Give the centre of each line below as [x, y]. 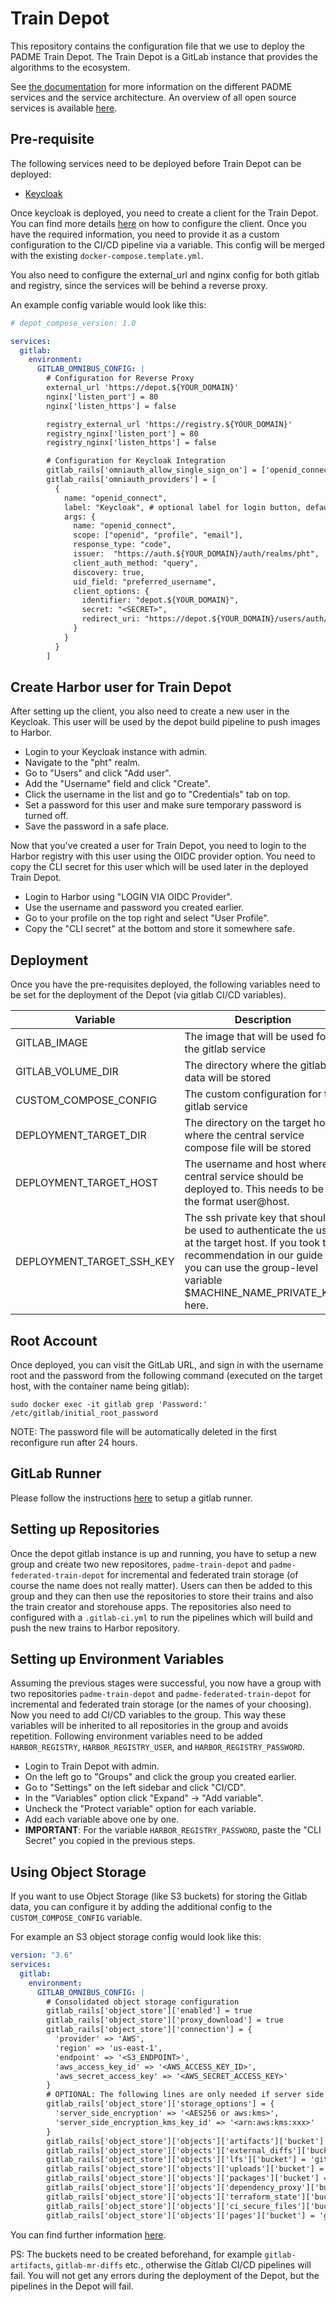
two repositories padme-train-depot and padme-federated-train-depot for [161, 1694]
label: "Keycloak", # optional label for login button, [182, 507]
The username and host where [256, 1164]
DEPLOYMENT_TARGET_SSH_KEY [95, 1262]
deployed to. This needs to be [254, 1189]
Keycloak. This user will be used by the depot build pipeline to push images [165, 722]
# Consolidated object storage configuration [143, 2002]
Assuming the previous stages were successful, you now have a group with [166, 1683]
